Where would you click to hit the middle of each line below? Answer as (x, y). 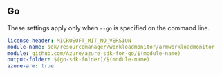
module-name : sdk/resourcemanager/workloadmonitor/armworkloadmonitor (111, 47)
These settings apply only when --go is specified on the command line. (108, 28)
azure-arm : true (30, 66)
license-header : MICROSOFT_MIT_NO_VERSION (69, 41)
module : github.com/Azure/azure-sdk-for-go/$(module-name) (94, 53)
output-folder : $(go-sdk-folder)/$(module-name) (78, 60)
